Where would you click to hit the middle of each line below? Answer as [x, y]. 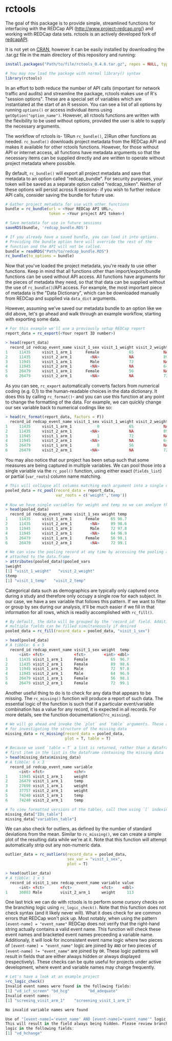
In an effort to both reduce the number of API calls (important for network [83, 88]
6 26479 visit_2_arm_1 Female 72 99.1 [67, 683]
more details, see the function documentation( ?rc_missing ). [68, 714]
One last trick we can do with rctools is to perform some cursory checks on [85, 902]
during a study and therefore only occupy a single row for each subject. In [83, 596]
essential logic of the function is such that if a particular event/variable [80, 704]
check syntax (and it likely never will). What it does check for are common [83, 913]
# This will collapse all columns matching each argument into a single [84, 486]
